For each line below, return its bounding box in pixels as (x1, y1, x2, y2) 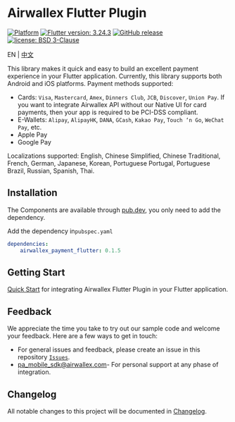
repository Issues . (17, 353, 70, 361)
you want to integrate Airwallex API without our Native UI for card (17, 100, 207, 108)
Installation (7, 187, 58, 199)
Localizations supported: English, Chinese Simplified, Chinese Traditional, (7, 151, 221, 160)
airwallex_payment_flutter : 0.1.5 (20, 247, 121, 254)
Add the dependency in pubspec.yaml (7, 227, 113, 235)
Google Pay (17, 137, 51, 146)
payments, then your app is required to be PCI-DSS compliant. (17, 108, 198, 116)
